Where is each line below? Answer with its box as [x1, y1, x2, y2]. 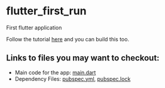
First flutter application [6, 24, 62, 31]
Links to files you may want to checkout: [6, 53, 160, 63]
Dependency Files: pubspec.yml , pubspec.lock [14, 75, 131, 82]
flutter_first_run [6, 4, 87, 18]
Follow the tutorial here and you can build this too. [6, 35, 130, 43]
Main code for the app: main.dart [14, 69, 96, 76]
